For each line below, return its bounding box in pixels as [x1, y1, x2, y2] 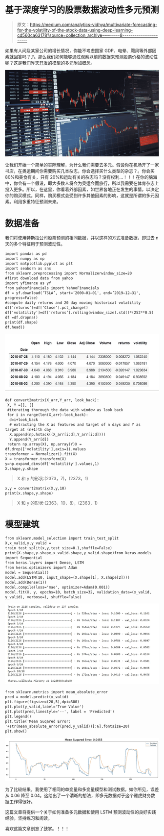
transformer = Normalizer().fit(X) [5, 451, 78, 456]
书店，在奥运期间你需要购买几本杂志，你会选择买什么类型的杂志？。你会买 [5, 168, 155, 174]
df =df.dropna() [5, 315, 38, 320]
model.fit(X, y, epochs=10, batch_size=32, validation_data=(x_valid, [5, 590, 152, 595]
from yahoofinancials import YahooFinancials [5, 286, 99, 291]
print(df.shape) [5, 320, 38, 325]
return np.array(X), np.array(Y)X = [7, 442, 82, 446]
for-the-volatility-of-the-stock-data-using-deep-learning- [17, 27, 133, 33]
